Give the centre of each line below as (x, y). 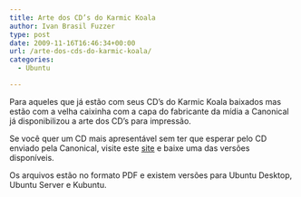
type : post (30, 34)
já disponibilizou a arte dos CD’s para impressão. (101, 121)
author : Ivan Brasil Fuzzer (63, 26)
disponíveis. (32, 157)
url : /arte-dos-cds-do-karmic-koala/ (81, 52)
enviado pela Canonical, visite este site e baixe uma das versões (130, 148)
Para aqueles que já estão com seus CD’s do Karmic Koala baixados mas (146, 101)
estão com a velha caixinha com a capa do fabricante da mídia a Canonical (149, 111)
